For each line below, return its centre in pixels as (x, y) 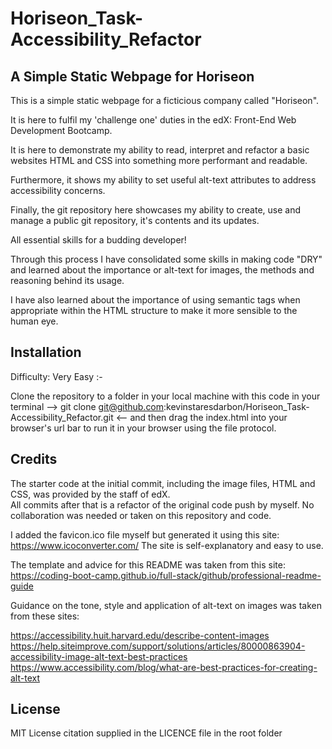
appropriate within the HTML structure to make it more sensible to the (154, 310)
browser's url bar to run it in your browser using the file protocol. (143, 428)
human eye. (34, 321)
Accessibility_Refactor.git (62, 417)
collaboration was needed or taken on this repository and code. (141, 515)
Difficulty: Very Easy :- (56, 376)
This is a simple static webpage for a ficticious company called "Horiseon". (165, 100)
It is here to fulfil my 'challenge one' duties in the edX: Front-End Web (153, 120)
